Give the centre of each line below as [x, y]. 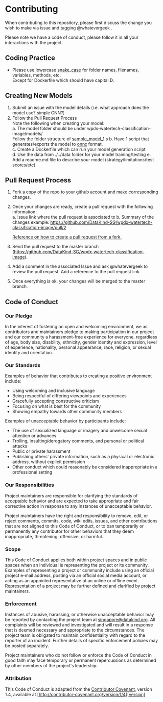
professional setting [32, 472]
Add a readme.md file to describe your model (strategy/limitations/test [83, 159]
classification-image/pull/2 [39, 228]
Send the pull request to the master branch [55, 247]
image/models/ [27, 133]
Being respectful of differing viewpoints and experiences [69, 396]
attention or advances [34, 436]
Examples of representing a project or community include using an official [80, 570]
